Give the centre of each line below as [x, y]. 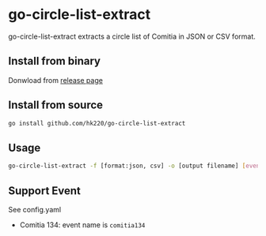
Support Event [45, 191]
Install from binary [55, 61]
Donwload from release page [55, 80]
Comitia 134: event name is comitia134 [82, 225]
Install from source [56, 105]
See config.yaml [35, 209]
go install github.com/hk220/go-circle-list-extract [97, 123]
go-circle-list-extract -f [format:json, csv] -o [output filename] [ [127, 166]
